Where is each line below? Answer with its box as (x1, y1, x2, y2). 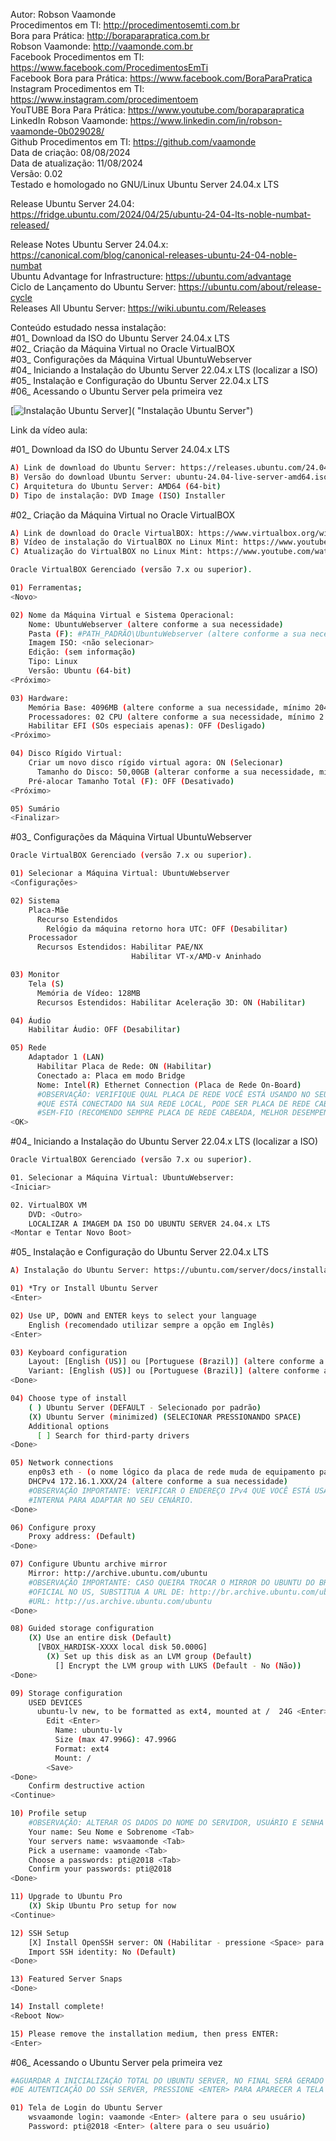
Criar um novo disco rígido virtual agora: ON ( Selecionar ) (28, 758, 284, 768)
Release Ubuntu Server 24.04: (10, 198, 135, 209)
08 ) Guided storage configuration (10, 1624, 155, 1634)
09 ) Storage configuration (10, 1688, 123, 1698)
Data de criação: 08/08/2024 (10, 147, 131, 158)
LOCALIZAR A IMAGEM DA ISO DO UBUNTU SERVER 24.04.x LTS (28, 1219, 271, 1229)
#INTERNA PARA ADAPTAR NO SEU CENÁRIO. (28, 1495, 195, 1505)
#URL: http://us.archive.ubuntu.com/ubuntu (28, 1596, 213, 1606)
